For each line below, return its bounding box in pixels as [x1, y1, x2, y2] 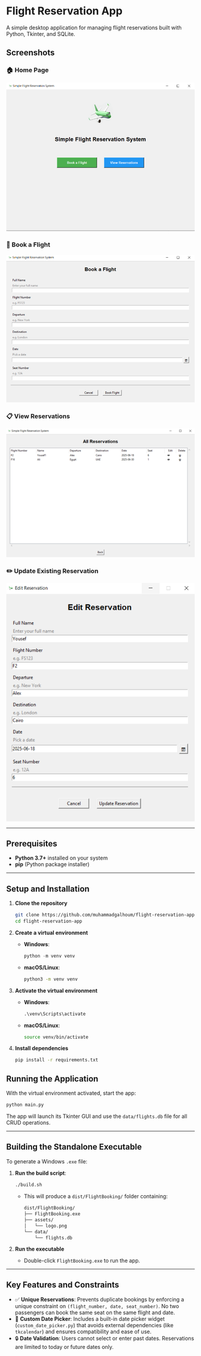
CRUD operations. [6, 1119, 51, 1126]
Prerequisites [6, 839, 57, 849]
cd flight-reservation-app [14, 918, 83, 925]
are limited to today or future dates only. [14, 1343, 114, 1350]
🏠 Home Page [6, 66, 49, 74]
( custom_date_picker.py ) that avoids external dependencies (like [14, 1321, 173, 1328]
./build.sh [14, 1181, 42, 1188]
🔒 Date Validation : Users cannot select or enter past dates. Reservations [14, 1334, 194, 1342]
